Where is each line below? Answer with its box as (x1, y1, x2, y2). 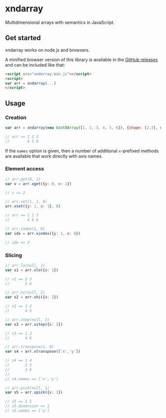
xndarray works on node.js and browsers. (5, 47, 90, 53)
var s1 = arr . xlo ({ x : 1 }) (5, 268, 58, 273)
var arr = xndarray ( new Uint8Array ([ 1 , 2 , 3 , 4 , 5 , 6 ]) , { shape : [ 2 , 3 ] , (5, 125, 158, 130)
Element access (5, 165, 44, 172)
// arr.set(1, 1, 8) (5, 199, 48, 204)
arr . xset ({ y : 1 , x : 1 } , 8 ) (5, 204, 61, 209)
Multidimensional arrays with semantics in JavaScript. (5, 19, 115, 25)
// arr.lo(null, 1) (5, 263, 45, 268)
